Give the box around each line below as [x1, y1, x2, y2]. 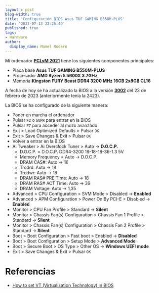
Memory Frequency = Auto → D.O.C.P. [19, 154, 98, 160]
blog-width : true [5, 12, 41, 17]
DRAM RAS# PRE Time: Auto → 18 [19, 175, 89, 181]
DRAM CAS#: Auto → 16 [19, 159, 69, 165]
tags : [5, 30, 16, 35]
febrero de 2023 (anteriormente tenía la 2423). [5, 93, 100, 98]
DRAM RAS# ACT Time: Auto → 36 [19, 180, 90, 186]
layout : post [5, 7, 35, 12]
